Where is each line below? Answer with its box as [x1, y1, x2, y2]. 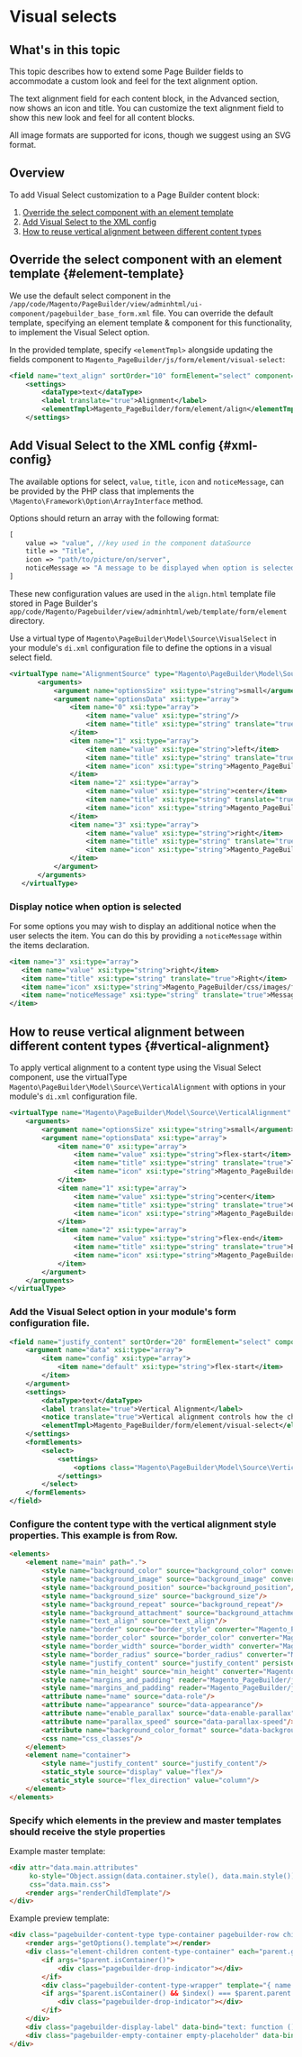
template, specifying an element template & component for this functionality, [9, 317, 293, 328]
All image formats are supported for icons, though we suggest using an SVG [9, 130, 291, 141]
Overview [9, 165, 66, 181]
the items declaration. [9, 939, 90, 950]
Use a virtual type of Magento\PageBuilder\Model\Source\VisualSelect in [9, 633, 277, 644]
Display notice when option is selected [9, 900, 182, 912]
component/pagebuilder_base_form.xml [9, 309, 151, 318]
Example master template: [9, 1845, 106, 1856]
